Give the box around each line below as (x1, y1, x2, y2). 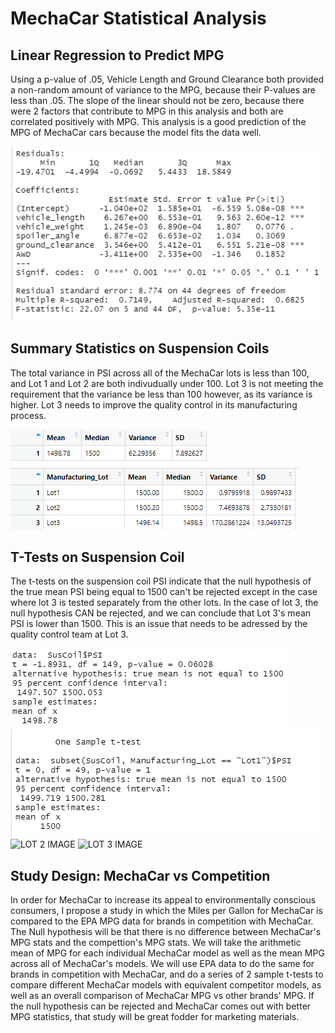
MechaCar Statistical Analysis (10, 7, 267, 30)
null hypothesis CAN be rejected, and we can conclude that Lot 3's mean (10, 607, 312, 619)
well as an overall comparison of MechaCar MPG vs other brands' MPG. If (10, 990, 315, 1002)
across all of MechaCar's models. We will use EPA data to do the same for (10, 958, 315, 970)
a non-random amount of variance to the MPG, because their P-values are (10, 84, 317, 96)
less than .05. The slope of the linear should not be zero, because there (10, 95, 305, 106)
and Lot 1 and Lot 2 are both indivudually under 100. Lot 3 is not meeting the (10, 377, 324, 389)
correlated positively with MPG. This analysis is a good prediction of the (10, 116, 307, 127)
